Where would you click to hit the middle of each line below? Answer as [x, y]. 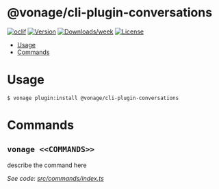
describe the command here [47, 165]
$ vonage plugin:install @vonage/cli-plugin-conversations [93, 98]
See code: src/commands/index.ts [55, 178]
